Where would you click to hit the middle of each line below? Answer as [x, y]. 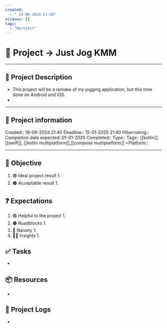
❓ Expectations [29, 201]
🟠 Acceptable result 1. [35, 183]
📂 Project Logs [28, 310]
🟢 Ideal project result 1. [37, 175]
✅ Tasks [18, 251]
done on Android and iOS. [39, 95]
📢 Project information [39, 120]
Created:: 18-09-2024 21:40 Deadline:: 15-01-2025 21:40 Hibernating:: [77, 132]
